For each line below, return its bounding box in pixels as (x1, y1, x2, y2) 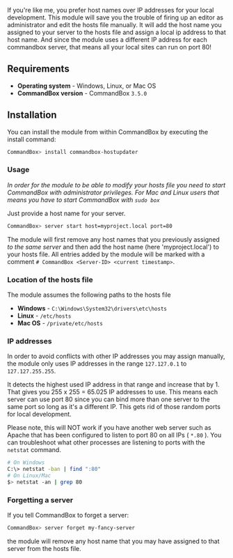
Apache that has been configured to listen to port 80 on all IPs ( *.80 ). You (7, 431, 222, 440)
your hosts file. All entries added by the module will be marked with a (7, 250, 205, 258)
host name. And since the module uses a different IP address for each (7, 36, 207, 44)
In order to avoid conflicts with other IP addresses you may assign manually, (7, 352, 225, 361)
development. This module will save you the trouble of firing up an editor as (7, 13, 224, 22)
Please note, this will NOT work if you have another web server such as (7, 424, 211, 432)
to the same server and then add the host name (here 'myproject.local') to (7, 242, 219, 251)
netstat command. (7, 446, 61, 454)
